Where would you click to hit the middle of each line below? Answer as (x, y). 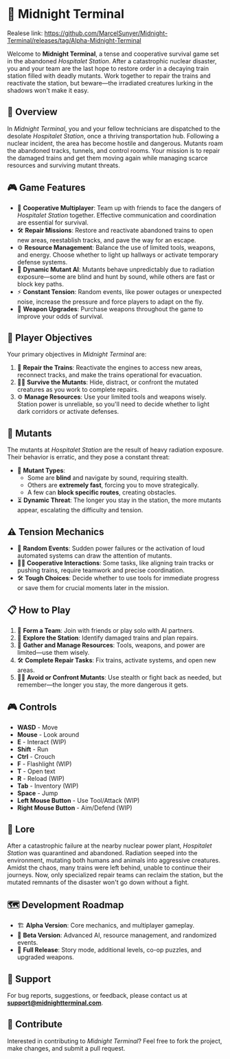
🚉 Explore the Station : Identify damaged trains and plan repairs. (107, 638)
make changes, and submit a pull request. (66, 1048)
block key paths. (40, 284)
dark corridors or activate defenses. (68, 412)
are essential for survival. (53, 222)
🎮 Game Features (46, 188)
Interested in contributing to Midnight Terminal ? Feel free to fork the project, (115, 1041)
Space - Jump (37, 793)
